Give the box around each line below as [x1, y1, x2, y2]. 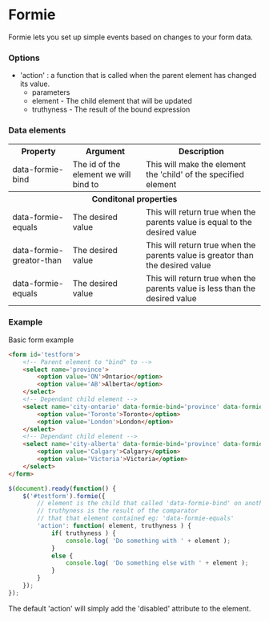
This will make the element [145, 158, 247, 170]
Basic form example [8, 335, 74, 345]
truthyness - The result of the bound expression [31, 104, 191, 114]
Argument [85, 145, 126, 157]
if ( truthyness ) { [50, 529, 116, 537]
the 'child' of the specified [145, 169, 244, 180]
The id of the [72, 158, 121, 170]
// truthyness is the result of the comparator [37, 507, 199, 515]
